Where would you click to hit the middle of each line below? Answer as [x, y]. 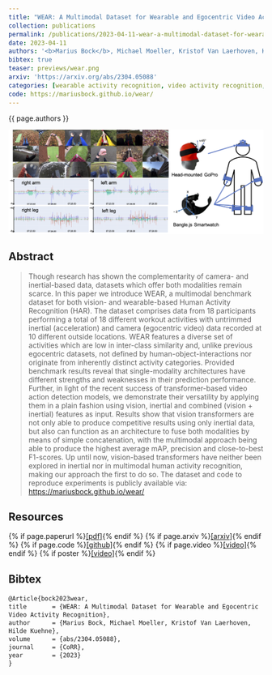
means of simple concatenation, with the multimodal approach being [142, 440]
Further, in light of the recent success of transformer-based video [138, 388]
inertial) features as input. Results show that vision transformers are [141, 414]
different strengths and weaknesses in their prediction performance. [142, 379]
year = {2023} [45, 656]
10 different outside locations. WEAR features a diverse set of [130, 336]
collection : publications [52, 26]
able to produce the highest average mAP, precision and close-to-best [146, 448]
